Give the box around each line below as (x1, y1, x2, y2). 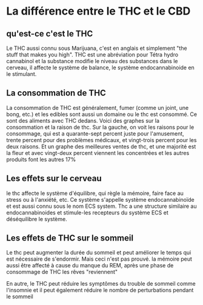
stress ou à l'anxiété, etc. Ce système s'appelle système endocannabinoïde (6, 196, 195, 203)
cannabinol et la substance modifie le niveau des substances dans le (6, 58, 178, 64)
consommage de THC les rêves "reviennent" (6, 269, 118, 276)
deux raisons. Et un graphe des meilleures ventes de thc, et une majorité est (6, 143, 196, 150)
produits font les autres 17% (6, 156, 76, 163)
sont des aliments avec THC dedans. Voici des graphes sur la (6, 117, 159, 124)
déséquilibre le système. (6, 215, 68, 222)
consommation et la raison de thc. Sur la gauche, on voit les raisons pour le (6, 123, 195, 131)
